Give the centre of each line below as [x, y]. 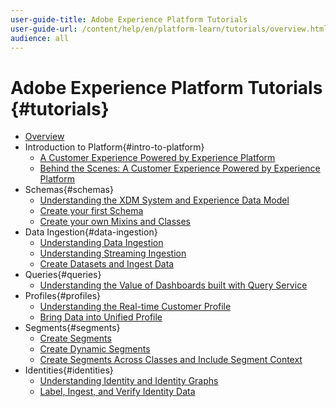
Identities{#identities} [69, 370]
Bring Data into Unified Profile [101, 317]
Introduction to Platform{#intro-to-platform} [114, 147]
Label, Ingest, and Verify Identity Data [117, 392]
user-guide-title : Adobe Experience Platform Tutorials [129, 19]
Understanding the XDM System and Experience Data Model [164, 200]
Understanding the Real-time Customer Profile [135, 307]
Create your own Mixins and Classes [115, 222]
